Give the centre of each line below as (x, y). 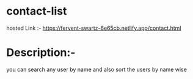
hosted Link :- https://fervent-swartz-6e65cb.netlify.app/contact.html (94, 28)
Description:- (41, 53)
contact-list (37, 11)
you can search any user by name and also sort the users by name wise (97, 69)
